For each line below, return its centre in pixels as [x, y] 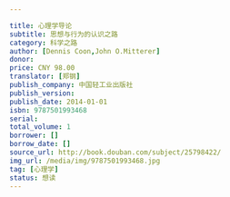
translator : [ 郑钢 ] [45, 77]
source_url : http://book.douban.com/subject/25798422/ [115, 153]
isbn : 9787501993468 [49, 110]
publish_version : [42, 93]
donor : [22, 60]
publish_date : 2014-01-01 [58, 102]
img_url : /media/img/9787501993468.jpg [85, 161]
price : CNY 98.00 [42, 68]
